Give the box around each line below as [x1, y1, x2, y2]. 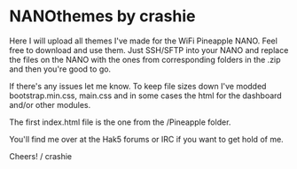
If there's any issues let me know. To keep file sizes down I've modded [9, 81, 267, 91]
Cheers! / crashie [9, 150, 73, 161]
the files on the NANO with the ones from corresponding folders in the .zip [9, 54, 281, 65]
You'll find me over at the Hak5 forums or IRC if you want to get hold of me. [9, 134, 284, 144]
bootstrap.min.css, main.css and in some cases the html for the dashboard [9, 90, 282, 101]
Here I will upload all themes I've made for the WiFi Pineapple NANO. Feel [9, 35, 277, 46]
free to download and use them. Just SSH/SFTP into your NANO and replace [9, 44, 289, 55]
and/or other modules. [9, 99, 91, 110]
